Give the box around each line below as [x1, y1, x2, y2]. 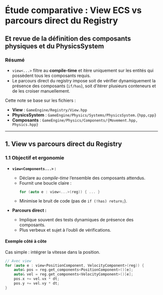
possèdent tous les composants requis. [12, 73, 91, 78]
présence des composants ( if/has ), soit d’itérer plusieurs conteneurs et [12, 83, 156, 89]
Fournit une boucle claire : [19, 180, 72, 186]
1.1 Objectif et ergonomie [5, 155, 65, 161]
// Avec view [5, 258, 32, 264]
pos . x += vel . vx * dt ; [14, 277, 60, 281]
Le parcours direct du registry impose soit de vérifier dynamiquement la [12, 78, 156, 83]
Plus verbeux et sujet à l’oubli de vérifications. [19, 227, 112, 233]
